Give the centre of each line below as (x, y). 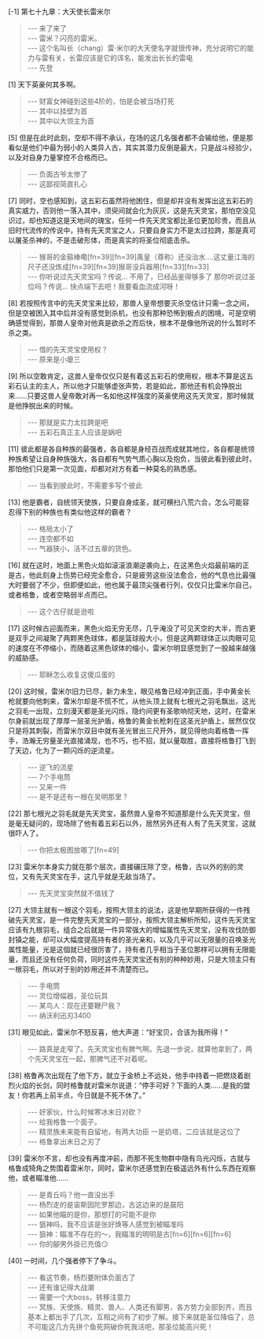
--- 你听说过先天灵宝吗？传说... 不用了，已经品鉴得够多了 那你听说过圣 (141, 277)
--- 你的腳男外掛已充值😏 (68, 1244)
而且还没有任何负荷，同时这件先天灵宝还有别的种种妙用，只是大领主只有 (139, 959)
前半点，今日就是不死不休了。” (97, 1095)
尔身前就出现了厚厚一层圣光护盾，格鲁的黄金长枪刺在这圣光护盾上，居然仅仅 (132, 721)
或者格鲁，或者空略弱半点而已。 (60, 595)
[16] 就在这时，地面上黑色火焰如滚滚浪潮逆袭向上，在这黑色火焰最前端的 (125, 565)
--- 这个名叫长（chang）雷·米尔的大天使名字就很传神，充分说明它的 (137, 48)
